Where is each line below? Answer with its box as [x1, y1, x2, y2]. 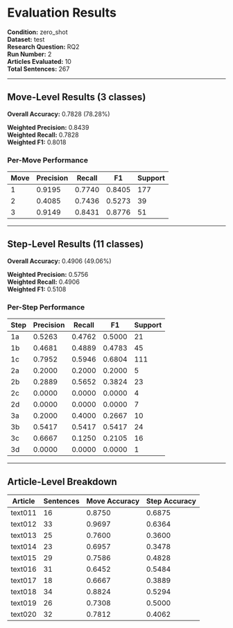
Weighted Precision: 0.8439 [7, 123, 89, 131]
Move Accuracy [86, 496, 140, 506]
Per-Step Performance [7, 302, 85, 312]
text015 [10, 553, 37, 563]
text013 [10, 530, 37, 540]
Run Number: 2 [7, 50, 52, 58]
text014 [10, 541, 37, 551]
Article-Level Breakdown [7, 475, 118, 487]
